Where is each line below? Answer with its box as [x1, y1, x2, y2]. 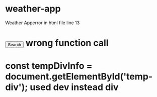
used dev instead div [30, 81, 119, 93]
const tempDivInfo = [5, 60, 93, 72]
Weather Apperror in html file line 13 [5, 20, 80, 26]
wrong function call [25, 37, 109, 49]
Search [8, 42, 22, 48]
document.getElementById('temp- [5, 71, 152, 82]
